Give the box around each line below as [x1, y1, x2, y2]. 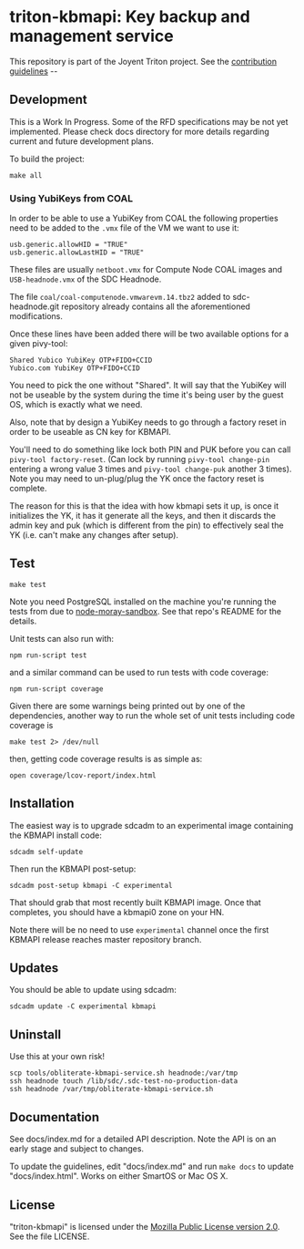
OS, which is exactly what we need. [9, 399, 143, 410]
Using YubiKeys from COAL [9, 191, 134, 204]
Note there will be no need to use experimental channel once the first [9, 924, 269, 935]
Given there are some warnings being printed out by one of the [9, 700, 246, 711]
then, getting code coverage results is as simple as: [9, 753, 203, 764]
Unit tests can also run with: [9, 633, 115, 644]
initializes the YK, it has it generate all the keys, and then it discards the [9, 511, 276, 521]
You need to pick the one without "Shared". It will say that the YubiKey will [9, 380, 287, 391]
